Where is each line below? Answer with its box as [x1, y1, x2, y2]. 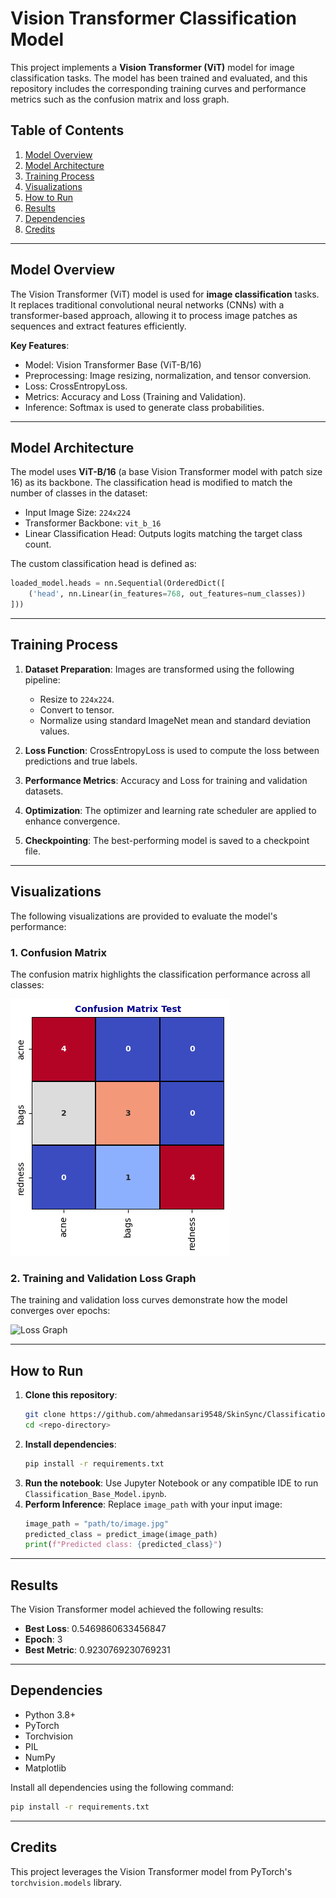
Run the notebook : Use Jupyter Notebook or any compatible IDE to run [24, 1477, 319, 1489]
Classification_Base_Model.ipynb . [24, 1487, 167, 1499]
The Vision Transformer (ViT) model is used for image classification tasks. [10, 288, 320, 300]
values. [39, 725, 70, 737]
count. [24, 538, 52, 551]
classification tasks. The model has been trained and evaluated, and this [10, 72, 308, 84]
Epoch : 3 [24, 1633, 63, 1646]
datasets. [24, 785, 64, 797]
